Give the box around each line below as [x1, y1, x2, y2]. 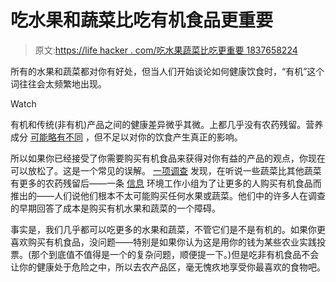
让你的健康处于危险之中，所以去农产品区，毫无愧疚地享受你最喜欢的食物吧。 [10, 261, 326, 273]
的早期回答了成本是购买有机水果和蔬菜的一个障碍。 [10, 202, 221, 214]
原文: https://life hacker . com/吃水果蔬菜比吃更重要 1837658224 [34, 44, 298, 56]
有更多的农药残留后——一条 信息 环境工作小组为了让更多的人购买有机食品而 [10, 177, 322, 189]
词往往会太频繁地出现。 [10, 77, 107, 90]
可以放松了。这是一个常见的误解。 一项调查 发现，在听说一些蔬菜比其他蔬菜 [10, 164, 322, 176]
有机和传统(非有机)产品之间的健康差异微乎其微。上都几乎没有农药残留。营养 [10, 118, 324, 130]
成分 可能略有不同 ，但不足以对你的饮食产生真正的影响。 [10, 131, 243, 143]
